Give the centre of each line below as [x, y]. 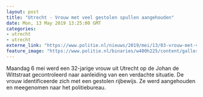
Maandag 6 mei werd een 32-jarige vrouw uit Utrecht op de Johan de [93, 68]
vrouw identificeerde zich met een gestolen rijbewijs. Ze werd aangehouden [101, 81]
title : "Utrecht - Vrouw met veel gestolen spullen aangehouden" [90, 17]
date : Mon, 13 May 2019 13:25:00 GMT [54, 23]
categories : [21, 29]
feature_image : [25, 51]
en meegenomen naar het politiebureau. [56, 87]
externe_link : [24, 46]
